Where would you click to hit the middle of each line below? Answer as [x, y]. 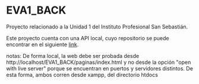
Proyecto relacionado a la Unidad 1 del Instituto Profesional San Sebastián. [97, 27]
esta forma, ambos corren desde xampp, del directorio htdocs [82, 75]
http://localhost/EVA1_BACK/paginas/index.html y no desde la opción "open [99, 62]
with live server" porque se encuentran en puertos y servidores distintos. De [99, 68]
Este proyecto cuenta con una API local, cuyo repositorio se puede [88, 38]
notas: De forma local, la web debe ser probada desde [73, 56]
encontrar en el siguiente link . [42, 44]
